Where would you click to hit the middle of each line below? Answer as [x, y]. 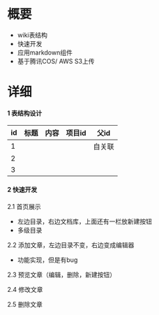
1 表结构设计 [25, 113]
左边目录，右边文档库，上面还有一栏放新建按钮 [84, 221]
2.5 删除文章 [25, 304]
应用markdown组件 [45, 52]
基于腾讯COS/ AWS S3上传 [56, 61]
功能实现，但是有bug [47, 260]
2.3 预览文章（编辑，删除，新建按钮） [62, 274]
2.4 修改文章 [25, 289]
